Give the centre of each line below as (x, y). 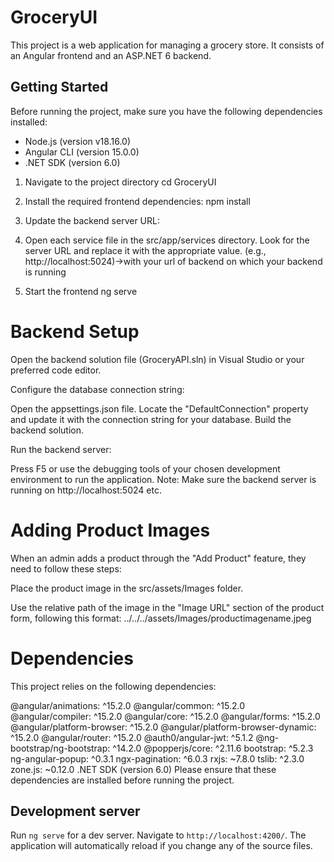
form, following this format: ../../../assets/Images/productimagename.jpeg (161, 618)
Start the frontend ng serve (81, 291)
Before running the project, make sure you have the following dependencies (166, 111)
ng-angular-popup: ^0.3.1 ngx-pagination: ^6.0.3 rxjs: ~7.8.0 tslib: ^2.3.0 (157, 758)
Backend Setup (75, 331)
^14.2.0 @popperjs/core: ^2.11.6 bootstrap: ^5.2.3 (213, 748)
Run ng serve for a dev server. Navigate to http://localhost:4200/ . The (158, 835)
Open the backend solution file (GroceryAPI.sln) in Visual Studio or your (157, 359)
